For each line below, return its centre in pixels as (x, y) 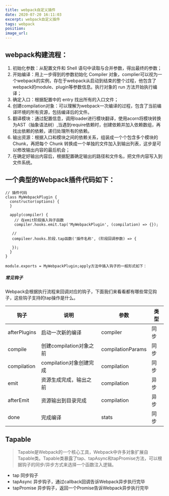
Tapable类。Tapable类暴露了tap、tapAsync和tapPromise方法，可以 (88, 458)
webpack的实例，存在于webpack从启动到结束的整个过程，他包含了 (87, 81)
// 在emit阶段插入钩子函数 (39, 220)
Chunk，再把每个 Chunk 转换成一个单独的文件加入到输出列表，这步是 (84, 144)
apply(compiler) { (29, 215)
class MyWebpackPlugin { (31, 197)
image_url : (17, 33)
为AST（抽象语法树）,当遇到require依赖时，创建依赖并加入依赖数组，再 (87, 124)
